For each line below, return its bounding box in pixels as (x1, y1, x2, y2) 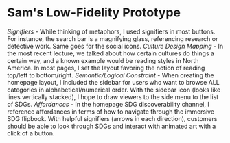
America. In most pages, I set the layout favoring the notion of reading (7, 64, 205, 72)
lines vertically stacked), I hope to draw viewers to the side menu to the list (7, 92, 219, 101)
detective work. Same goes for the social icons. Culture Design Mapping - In (7, 42, 224, 50)
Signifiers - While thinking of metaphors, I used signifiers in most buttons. (7, 27, 216, 36)
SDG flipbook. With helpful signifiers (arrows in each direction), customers (7, 114, 218, 122)
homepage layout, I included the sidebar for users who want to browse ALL (7, 78, 220, 86)
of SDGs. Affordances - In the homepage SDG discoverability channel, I (7, 100, 209, 108)
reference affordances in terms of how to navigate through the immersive (7, 107, 215, 116)
